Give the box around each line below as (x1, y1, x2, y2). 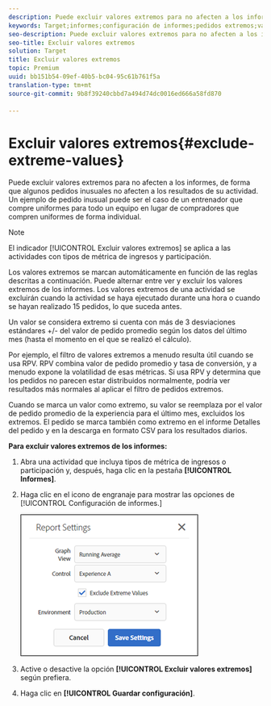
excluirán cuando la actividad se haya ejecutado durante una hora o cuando (8, 293, 261, 303)
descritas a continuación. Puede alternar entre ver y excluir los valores (8, 276, 244, 286)
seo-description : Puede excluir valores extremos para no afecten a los (8, 30, 258, 38)
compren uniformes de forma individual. (8, 212, 142, 222)
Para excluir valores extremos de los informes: (8, 441, 168, 451)
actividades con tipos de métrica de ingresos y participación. (8, 252, 211, 261)
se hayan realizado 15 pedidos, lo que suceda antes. (8, 302, 182, 311)
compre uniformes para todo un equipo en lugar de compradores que (8, 203, 240, 213)
